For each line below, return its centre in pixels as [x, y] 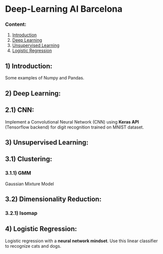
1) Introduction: [29, 66]
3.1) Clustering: [29, 159]
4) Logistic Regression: [41, 229]
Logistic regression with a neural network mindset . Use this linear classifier [81, 241]
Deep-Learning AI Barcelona [64, 9]
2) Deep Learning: [33, 93]
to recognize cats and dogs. [33, 246]
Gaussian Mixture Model [30, 184]
